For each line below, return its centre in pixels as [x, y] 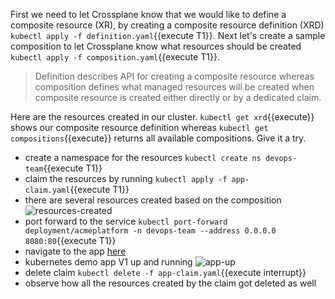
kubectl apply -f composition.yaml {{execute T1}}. [115, 57]
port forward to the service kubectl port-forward [126, 221]
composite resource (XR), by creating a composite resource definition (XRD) [167, 25]
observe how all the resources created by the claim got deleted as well [170, 283]
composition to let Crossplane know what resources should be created [156, 46]
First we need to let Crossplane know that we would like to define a [148, 14]
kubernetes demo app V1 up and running [108, 262]
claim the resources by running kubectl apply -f [126, 178]
